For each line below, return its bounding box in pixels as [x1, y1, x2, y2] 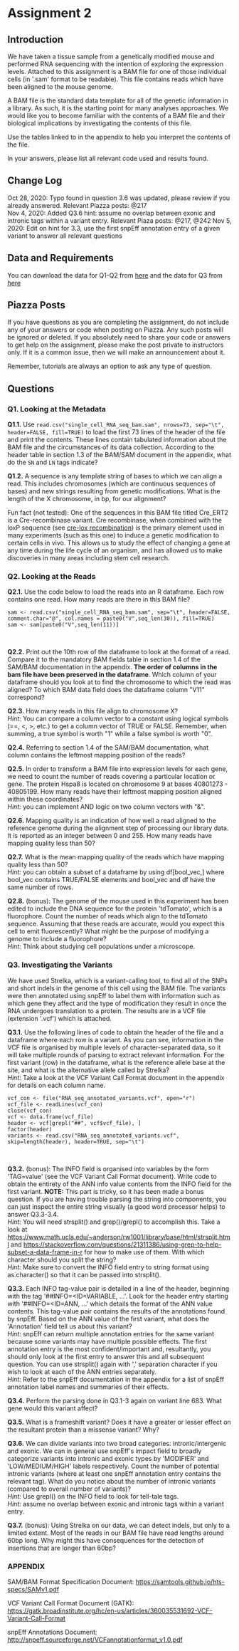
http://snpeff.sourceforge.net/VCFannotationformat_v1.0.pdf [7, 1635, 183, 1644]
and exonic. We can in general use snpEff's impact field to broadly [7, 1447, 202, 1455]
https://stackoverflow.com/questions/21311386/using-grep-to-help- [23, 1240, 222, 1249]
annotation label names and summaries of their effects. [7, 1383, 169, 1391]
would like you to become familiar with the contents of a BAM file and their [7, 112, 225, 120]
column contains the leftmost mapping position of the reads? [7, 751, 186, 760]
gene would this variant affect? [7, 1404, 98, 1412]
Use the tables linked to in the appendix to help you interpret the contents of [7, 133, 231, 141]
